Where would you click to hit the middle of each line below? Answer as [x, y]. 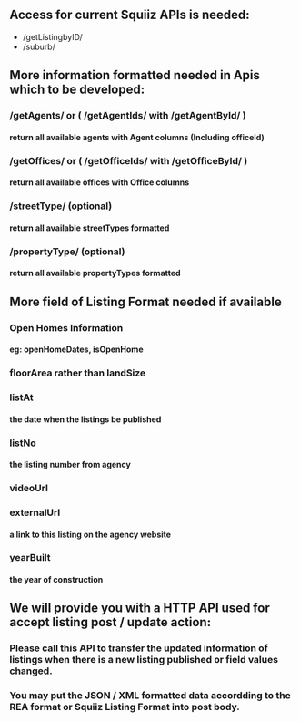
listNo [23, 443]
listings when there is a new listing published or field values [144, 660]
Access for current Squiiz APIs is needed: [130, 15]
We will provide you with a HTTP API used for [140, 609]
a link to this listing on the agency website [90, 534]
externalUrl [35, 512]
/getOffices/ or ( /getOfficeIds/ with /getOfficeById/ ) [129, 160]
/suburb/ [39, 46]
